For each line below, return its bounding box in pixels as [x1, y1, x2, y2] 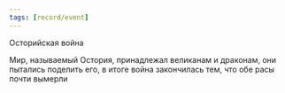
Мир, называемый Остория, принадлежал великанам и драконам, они [9, 54, 277, 65]
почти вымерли [9, 73, 68, 84]
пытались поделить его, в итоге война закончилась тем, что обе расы [9, 64, 275, 74]
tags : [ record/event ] [9, 12, 89, 22]
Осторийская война [9, 37, 84, 48]
